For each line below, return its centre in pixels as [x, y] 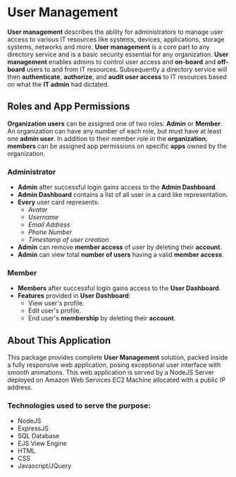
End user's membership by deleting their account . [102, 318]
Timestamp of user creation [68, 240]
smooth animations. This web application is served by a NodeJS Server [111, 373]
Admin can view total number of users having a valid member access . [120, 255]
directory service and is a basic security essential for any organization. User [118, 54]
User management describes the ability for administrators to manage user [115, 32]
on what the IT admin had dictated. [58, 84]
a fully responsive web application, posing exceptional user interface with [114, 365]
